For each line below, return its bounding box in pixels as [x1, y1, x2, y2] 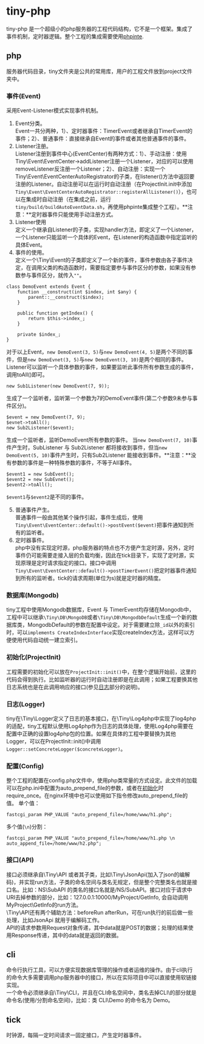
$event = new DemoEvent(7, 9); [6, 414, 86, 420]
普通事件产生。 [15, 506, 53, 514]
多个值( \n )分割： [6, 823, 48, 830]
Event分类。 [15, 120, 46, 127]
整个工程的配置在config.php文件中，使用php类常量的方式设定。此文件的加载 [6, 777, 197, 784]
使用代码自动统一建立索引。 [11, 636, 81, 644]
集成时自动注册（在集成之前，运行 [25, 196, 111, 203]
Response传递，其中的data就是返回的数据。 [11, 931, 123, 939]
